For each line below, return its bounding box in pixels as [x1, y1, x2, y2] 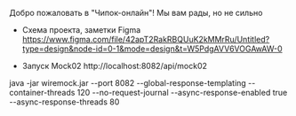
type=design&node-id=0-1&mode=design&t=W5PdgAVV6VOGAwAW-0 [21, 43, 283, 54]
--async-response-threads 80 [9, 97, 120, 107]
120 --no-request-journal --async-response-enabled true [76, 88, 288, 97]
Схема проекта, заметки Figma [21, 25, 141, 35]
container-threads [9, 88, 76, 97]
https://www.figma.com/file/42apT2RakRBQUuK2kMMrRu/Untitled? [21, 35, 270, 44]
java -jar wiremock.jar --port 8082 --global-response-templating [9, 78, 246, 88]
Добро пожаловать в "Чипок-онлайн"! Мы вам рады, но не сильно [9, 8, 263, 18]
